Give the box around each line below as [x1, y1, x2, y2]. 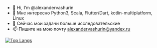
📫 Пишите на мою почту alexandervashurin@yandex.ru [12, 26, 130, 32]
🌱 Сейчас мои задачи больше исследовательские [12, 20, 120, 26]
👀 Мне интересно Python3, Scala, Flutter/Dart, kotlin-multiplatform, [12, 10, 153, 16]
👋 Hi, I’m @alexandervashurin [12, 5, 74, 10]
